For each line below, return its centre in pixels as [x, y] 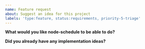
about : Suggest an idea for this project [48, 14]
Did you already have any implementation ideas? [55, 41]
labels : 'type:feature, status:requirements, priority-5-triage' [73, 18]
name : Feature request [28, 9]
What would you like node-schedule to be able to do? [60, 32]
